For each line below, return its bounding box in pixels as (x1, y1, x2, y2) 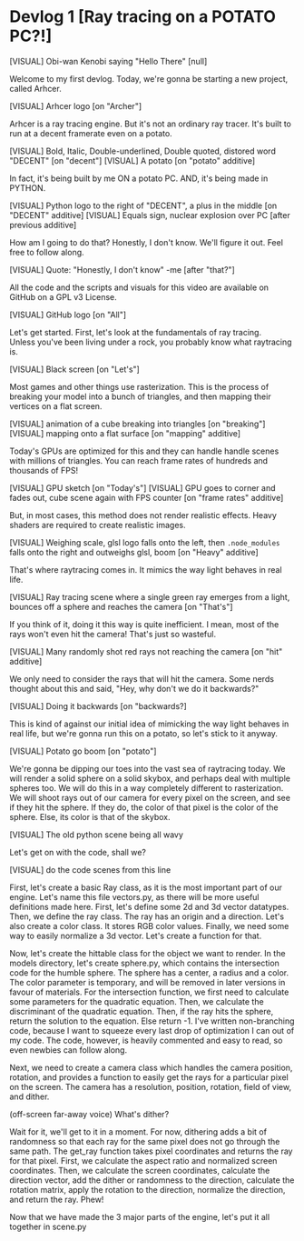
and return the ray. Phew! (9, 1194, 104, 1205)
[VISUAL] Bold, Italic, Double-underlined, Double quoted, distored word (9, 145, 277, 156)
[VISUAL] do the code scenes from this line (9, 864, 172, 875)
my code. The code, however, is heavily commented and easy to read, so (9, 1035, 283, 1046)
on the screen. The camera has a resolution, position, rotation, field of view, (9, 1081, 292, 1092)
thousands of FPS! (9, 465, 79, 475)
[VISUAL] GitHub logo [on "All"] (9, 309, 127, 320)
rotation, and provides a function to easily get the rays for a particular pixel (9, 1071, 289, 1083)
